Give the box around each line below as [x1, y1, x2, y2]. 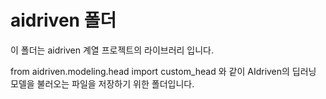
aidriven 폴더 [10, 9, 117, 32]
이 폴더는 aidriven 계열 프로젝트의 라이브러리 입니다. [10, 44, 215, 56]
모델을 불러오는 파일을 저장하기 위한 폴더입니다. [10, 77, 195, 90]
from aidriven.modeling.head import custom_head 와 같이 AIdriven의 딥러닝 [10, 65, 317, 77]
